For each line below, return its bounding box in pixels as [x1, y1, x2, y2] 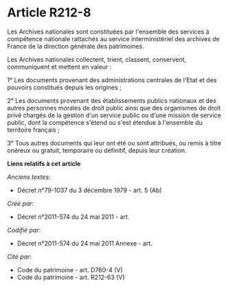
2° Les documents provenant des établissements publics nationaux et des [7, 96, 216, 104]
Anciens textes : [7, 173, 52, 181]
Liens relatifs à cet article [7, 159, 81, 167]
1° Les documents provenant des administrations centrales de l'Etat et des [7, 75, 217, 84]
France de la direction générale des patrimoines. [7, 42, 144, 50]
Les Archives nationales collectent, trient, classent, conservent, [7, 55, 187, 63]
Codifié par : [7, 226, 41, 234]
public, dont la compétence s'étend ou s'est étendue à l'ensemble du [7, 118, 203, 126]
